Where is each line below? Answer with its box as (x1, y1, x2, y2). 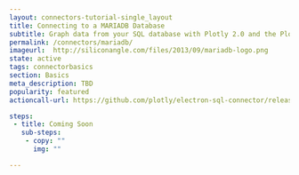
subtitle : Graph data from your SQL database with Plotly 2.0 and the (9, 29, 277, 38)
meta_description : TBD (9, 79, 93, 88)
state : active (9, 54, 62, 63)
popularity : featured (9, 87, 90, 96)
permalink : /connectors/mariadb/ (9, 37, 133, 47)
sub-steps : (20, 128, 62, 138)
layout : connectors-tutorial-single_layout (9, 12, 174, 22)
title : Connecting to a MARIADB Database (9, 21, 166, 30)
